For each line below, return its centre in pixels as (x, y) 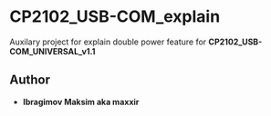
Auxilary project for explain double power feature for (108, 42)
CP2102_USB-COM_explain (115, 17)
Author (30, 80)
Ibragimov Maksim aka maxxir (81, 101)
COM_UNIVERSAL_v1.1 (52, 51)
